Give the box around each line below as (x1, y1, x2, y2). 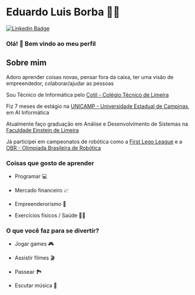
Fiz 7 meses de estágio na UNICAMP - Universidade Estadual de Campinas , (6, 103, 190, 110)
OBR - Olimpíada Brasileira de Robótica (6, 144, 101, 151)
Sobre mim (6, 58, 47, 68)
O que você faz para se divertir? (6, 227, 100, 235)
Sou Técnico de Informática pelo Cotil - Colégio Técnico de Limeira (6, 91, 169, 98)
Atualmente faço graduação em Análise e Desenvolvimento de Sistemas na (6, 120, 189, 127)
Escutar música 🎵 (14, 282, 58, 289)
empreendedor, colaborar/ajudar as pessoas (6, 80, 114, 87)
